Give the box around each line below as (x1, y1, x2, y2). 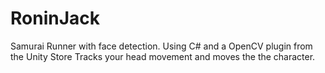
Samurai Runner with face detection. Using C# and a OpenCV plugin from (10, 40, 313, 52)
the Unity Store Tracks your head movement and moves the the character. (10, 50, 316, 62)
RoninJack (10, 7, 101, 30)
